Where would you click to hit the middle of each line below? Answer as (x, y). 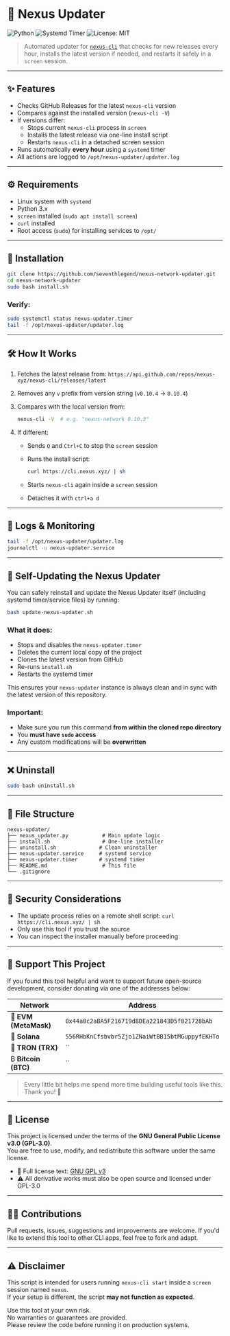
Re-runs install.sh (44, 667)
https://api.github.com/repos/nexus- (162, 374)
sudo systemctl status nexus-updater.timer (70, 319)
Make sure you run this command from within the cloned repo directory (119, 727)
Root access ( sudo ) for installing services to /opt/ (87, 230)
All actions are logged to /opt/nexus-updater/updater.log (98, 157)
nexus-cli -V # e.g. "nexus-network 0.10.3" (83, 419)
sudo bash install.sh (38, 287)
